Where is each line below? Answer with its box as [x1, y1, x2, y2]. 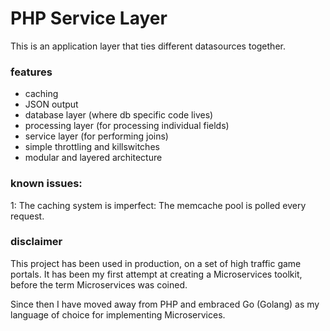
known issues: [10, 177, 83, 191]
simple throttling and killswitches [24, 141, 160, 153]
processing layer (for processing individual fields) [24, 120, 230, 132]
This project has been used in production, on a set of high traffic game [10, 257, 302, 269]
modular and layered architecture [24, 152, 163, 164]
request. [10, 210, 45, 222]
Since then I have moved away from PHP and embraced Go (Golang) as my [10, 298, 320, 310]
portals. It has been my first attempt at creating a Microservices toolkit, [10, 268, 303, 280]
